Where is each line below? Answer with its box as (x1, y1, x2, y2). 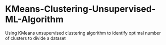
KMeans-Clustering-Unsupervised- (5, 3, 156, 15)
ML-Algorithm (5, 14, 63, 25)
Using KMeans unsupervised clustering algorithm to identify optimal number (5, 30, 161, 36)
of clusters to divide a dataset (5, 35, 66, 41)
